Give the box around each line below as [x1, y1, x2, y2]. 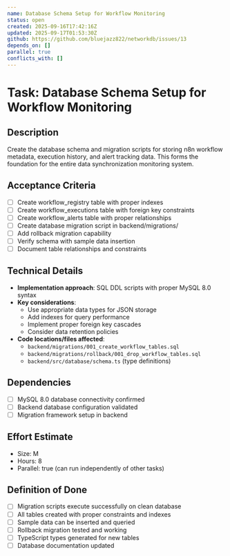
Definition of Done [7, 484, 88, 496]
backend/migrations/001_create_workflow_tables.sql [27, 343, 180, 350]
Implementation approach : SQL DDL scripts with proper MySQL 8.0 [17, 284, 211, 292]
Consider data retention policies [27, 327, 119, 335]
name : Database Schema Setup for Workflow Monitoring [7, 10, 166, 17]
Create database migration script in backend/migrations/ [17, 221, 179, 230]
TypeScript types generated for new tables [17, 533, 140, 542]
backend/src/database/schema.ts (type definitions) [27, 357, 171, 365]
